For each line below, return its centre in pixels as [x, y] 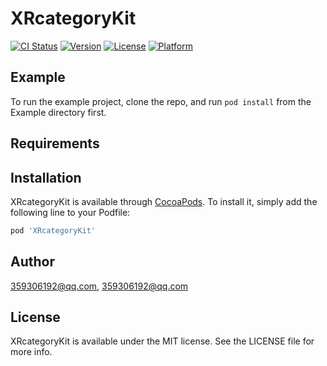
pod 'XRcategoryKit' [53, 230]
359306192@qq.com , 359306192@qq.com [99, 286]
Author [32, 262]
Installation [46, 177]
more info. [31, 352]
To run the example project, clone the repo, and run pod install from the [161, 101]
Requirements [55, 143]
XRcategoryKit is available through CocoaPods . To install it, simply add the [164, 201]
